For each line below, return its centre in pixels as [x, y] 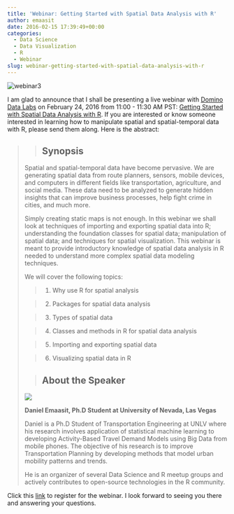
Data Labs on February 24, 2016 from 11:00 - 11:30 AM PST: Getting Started [115, 106]
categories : [24, 33]
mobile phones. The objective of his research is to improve [109, 446]
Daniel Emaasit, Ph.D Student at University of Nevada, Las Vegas [120, 410]
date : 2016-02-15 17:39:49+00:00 [56, 27]
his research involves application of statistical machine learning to [119, 431]
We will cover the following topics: [74, 277]
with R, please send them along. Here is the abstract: [83, 129]
